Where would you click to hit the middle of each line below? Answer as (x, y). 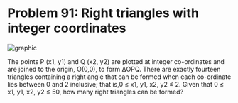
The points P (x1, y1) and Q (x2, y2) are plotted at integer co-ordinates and (116, 61)
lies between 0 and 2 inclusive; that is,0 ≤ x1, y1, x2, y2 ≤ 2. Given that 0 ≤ (116, 84)
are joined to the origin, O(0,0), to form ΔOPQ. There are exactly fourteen (114, 69)
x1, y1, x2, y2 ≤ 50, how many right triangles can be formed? (95, 92)
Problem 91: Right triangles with (103, 13)
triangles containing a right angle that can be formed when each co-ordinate (119, 77)
